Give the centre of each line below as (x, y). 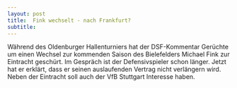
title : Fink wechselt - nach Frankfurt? (69, 20)
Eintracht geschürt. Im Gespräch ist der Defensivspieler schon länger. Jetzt (117, 62)
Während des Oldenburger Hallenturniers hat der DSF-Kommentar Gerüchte (118, 47)
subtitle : (22, 27)
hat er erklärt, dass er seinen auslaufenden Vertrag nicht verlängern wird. (114, 69)
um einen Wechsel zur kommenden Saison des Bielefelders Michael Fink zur (118, 54)
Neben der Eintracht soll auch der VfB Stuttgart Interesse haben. (102, 77)
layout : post (27, 14)
